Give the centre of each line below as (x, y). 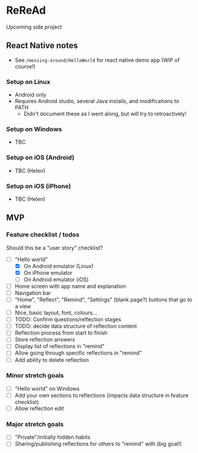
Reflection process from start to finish (61, 333)
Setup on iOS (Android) (40, 157)
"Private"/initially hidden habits (53, 437)
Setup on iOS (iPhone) (39, 186)
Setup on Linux (28, 82)
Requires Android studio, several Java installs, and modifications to (97, 101)
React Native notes (42, 46)
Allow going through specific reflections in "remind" (78, 353)
